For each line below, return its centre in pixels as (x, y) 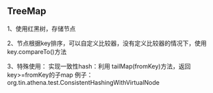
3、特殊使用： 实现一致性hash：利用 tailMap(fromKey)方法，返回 (99, 66)
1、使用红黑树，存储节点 (41, 28)
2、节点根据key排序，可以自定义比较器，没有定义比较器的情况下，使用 (107, 43)
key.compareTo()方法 (37, 51)
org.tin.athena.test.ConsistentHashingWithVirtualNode (83, 82)
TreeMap (27, 11)
